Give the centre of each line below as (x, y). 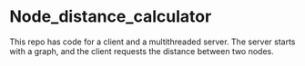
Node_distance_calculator (111, 17)
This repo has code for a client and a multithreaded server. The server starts (152, 42)
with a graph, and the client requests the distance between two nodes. (142, 51)
